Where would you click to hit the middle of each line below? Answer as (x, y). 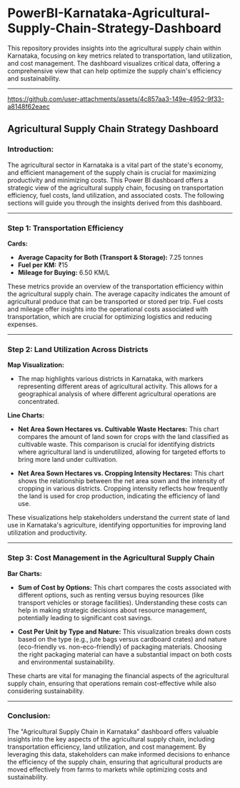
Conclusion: (29, 716)
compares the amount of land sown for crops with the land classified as (123, 437)
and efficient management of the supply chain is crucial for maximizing (112, 172)
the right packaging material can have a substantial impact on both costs (125, 654)
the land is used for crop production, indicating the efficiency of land (119, 496)
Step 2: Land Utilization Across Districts (78, 349)
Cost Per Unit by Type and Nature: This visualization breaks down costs (124, 631)
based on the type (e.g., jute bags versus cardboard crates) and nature (122, 639)
